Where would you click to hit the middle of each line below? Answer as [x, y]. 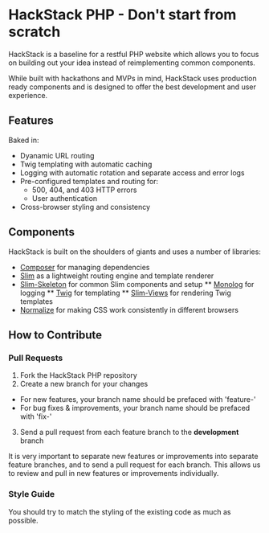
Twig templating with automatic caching [86, 164]
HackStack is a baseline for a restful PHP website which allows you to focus [134, 54]
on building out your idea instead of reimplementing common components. [132, 63]
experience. [28, 95]
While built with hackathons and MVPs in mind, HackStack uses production [132, 78]
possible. [23, 520]
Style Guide [31, 494]
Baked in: [24, 140]
